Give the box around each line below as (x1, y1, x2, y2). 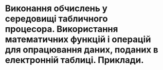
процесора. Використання (5, 24, 118, 35)
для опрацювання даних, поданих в (5, 44, 159, 55)
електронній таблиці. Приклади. (5, 54, 144, 66)
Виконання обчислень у (5, 3, 108, 14)
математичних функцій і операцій (5, 34, 151, 45)
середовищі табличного (5, 13, 108, 24)
